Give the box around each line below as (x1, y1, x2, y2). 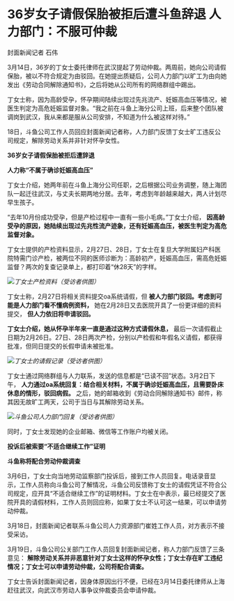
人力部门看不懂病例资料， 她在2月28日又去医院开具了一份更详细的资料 (19, 300, 221, 309)
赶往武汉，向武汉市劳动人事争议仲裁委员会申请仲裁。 (7, 586, 160, 594)
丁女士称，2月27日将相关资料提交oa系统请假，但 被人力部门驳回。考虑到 (7, 292, 217, 300)
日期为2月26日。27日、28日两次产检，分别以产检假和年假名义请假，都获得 (7, 333, 223, 342)
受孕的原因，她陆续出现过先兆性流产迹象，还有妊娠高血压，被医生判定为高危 (7, 221, 227, 230)
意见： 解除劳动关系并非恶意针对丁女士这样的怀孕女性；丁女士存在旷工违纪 (7, 554, 223, 562)
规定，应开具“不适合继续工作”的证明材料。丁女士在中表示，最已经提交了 (13, 489, 221, 497)
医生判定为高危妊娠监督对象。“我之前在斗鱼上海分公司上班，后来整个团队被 (7, 104, 224, 112)
